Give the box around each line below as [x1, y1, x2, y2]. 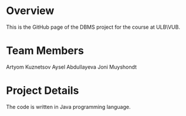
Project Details [6, 84, 79, 97]
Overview [6, 4, 55, 18]
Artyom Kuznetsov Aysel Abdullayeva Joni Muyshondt [6, 63, 137, 70]
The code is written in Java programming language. [6, 103, 131, 110]
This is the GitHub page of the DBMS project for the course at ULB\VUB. [6, 23, 181, 30]
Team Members [6, 44, 84, 57]
